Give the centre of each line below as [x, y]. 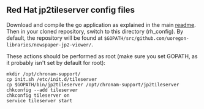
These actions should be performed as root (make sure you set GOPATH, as [102, 56]
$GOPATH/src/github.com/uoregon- [146, 38]
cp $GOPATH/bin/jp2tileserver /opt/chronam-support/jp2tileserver [93, 85]
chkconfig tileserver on [38, 95]
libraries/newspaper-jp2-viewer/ [49, 45]
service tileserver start [39, 100]
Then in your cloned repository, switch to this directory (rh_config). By [95, 31]
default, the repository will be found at [55, 38]
